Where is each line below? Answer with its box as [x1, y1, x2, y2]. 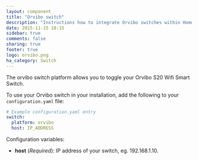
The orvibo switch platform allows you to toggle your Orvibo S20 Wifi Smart [6, 74, 190, 81]
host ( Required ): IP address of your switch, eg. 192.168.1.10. [14, 147, 159, 154]
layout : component [6, 8, 51, 15]
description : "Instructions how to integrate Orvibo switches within [6, 19, 181, 25]
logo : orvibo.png [6, 52, 49, 58]
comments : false [6, 36, 46, 42]
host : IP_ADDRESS [11, 125, 54, 131]
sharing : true [6, 42, 41, 47]
